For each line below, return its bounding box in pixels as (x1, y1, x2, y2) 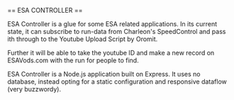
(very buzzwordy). (7, 85, 62, 93)
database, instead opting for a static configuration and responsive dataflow (7, 77, 227, 86)
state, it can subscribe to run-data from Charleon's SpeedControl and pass (7, 28, 226, 35)
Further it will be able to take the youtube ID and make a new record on (7, 49, 215, 57)
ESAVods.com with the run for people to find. (7, 56, 140, 65)
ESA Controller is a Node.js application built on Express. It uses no (7, 70, 201, 78)
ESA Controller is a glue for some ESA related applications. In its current (7, 20, 218, 28)
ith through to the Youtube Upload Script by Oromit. (7, 35, 158, 43)
